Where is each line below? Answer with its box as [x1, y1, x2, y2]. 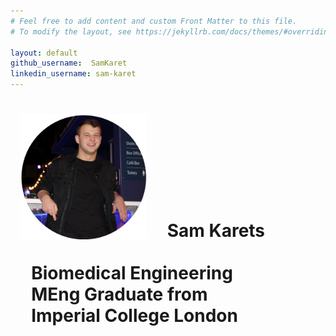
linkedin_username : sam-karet [10, 69, 137, 79]
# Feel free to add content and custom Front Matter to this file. [10, 16, 298, 26]
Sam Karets [166, 220, 266, 242]
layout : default [10, 48, 78, 58]
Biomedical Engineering [31, 262, 233, 285]
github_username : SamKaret [10, 58, 128, 69]
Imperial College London [31, 305, 238, 327]
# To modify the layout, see [10, 26, 132, 37]
